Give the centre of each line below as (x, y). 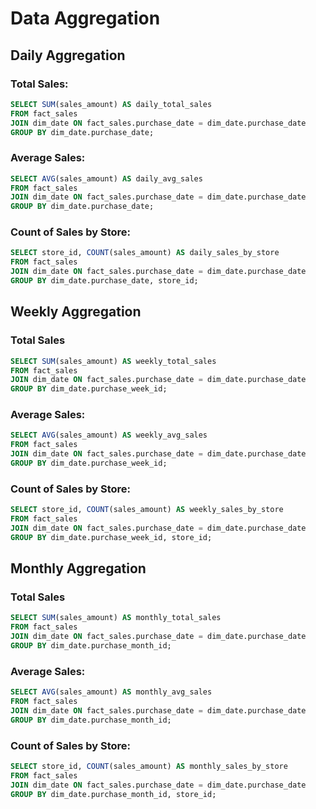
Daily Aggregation (68, 55)
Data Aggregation (85, 18)
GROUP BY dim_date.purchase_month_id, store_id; (113, 794)
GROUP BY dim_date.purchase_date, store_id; (104, 281)
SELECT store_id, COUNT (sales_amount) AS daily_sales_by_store (145, 253)
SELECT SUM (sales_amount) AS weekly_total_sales (113, 361)
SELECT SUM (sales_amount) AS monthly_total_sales (116, 618)
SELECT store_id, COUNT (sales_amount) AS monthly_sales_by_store (149, 767)
